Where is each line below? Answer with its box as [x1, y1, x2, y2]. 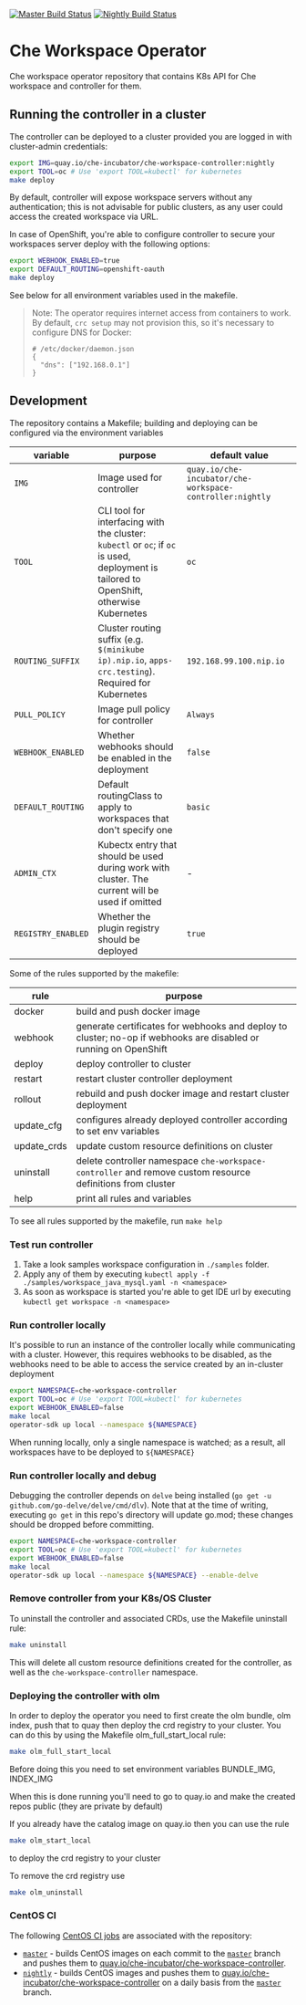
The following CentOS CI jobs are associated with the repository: [9, 1930, 252, 1941]
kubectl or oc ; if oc [97, 538, 176, 551]
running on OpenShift [76, 1042, 168, 1055]
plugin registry [97, 922, 160, 935]
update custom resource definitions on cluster [76, 1139, 273, 1152]
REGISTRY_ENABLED [14, 928, 89, 939]
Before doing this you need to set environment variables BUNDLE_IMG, [9, 1763, 276, 1774]
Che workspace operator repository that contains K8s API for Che [9, 70, 257, 81]
